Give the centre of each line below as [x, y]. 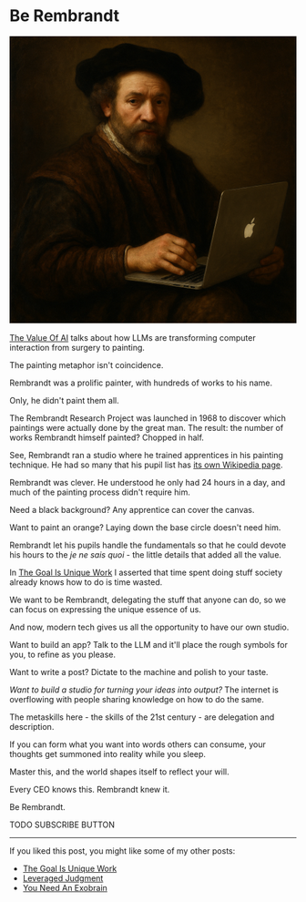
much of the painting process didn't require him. [100, 492]
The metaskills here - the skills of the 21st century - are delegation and [142, 717]
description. [32, 726]
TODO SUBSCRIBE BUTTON [62, 825]
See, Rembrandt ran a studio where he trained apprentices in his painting [147, 455]
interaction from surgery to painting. [77, 347]
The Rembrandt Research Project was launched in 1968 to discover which [148, 418]
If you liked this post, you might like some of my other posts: [122, 851]
